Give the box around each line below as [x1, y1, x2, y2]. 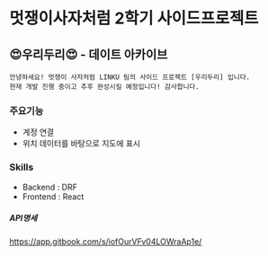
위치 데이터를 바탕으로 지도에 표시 [22, 138, 141, 149]
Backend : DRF [22, 181, 78, 192]
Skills [9, 161, 34, 173]
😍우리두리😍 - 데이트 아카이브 [9, 47, 168, 62]
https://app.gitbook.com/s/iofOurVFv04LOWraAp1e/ [9, 235, 202, 247]
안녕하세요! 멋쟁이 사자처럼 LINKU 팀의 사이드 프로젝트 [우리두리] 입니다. [9, 73, 251, 82]
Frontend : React [22, 190, 85, 202]
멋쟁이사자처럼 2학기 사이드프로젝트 [9, 8, 259, 29]
